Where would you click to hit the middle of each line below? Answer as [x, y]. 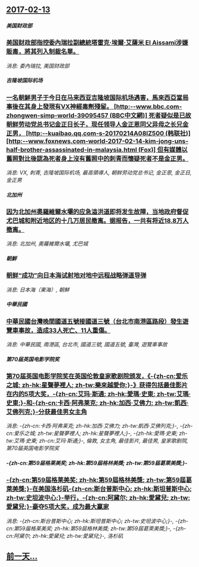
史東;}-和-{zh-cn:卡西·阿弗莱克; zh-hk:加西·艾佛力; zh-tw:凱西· [97, 403]
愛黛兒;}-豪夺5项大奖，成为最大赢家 [58, 507]
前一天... [22, 557]
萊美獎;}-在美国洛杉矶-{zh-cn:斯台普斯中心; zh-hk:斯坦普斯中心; [99, 489]
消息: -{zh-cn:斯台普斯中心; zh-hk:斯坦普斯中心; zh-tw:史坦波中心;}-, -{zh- [97, 521]
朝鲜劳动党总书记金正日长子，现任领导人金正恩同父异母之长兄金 [97, 124]
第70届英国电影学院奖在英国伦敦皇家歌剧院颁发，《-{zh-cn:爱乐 [97, 376]
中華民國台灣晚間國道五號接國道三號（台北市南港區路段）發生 [94, 321]
